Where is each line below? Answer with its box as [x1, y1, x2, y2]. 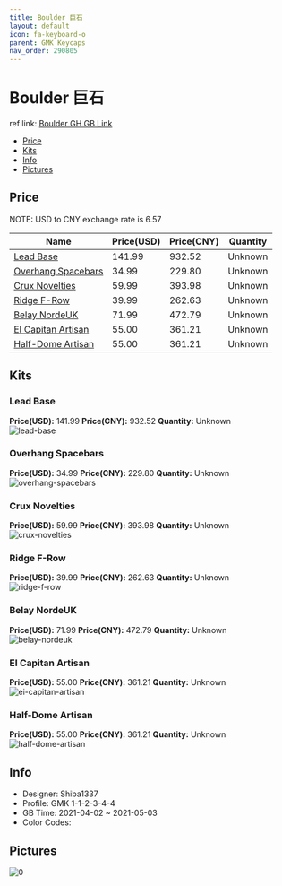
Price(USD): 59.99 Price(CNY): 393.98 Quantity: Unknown [9, 520, 230, 531]
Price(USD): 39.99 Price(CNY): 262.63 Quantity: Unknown [9, 572, 230, 583]
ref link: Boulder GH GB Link [9, 118, 113, 129]
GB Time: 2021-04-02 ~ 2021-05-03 [21, 808, 158, 819]
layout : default [9, 22, 70, 30]
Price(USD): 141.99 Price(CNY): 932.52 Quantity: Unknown [9, 415, 231, 426]
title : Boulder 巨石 [9, 13, 83, 22]
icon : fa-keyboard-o [9, 30, 87, 39]
